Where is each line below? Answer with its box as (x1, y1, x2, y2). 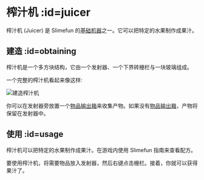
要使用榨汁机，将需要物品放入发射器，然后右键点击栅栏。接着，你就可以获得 (6, 159, 198, 167)
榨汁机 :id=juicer (6, 5, 91, 19)
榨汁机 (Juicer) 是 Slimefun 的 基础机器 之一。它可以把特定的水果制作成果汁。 (6, 27, 197, 34)
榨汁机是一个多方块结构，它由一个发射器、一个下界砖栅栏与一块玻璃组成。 (6, 63, 192, 70)
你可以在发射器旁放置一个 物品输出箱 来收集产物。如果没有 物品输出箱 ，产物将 (6, 102, 198, 109)
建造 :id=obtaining (6, 46, 77, 56)
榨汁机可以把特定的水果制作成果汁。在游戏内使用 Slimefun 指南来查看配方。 (6, 146, 196, 153)
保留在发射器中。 (6, 110, 49, 117)
